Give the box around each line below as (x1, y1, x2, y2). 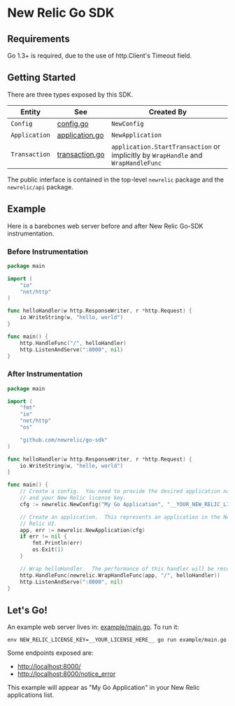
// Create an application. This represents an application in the (20, 513, 220, 520)
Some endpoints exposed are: (7, 649, 94, 657)
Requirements (7, 33, 70, 45)
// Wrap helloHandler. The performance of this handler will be (20, 565, 215, 572)
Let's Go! (7, 604, 48, 616)
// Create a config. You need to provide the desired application (20, 488, 220, 495)
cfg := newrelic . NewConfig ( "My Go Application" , (20, 501, 164, 508)
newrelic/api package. (7, 182, 73, 191)
